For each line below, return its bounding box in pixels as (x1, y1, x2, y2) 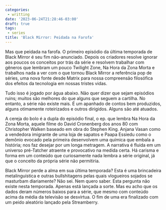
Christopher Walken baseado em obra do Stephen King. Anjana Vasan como (5, 126, 161, 132)
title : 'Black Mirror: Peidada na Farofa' (5, 35, 94, 40)
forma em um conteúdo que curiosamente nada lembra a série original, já (5, 152, 155, 158)
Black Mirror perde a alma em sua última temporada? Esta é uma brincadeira (5, 167, 162, 173)
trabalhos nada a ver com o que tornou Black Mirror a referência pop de (5, 70, 152, 76)
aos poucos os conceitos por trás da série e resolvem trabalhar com (5, 59, 145, 65)
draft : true (5, 21, 30, 26)
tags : (5, 26, 16, 31)
